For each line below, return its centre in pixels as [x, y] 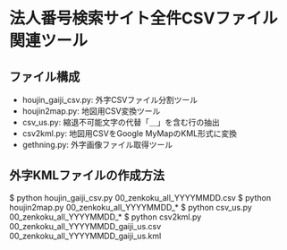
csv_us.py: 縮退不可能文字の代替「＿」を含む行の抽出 [121, 122]
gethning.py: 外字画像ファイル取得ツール [97, 145]
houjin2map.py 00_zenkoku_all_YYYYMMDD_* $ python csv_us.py [131, 207]
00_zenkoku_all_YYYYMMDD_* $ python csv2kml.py [106, 217]
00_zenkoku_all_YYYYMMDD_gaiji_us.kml [85, 236]
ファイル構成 [45, 77]
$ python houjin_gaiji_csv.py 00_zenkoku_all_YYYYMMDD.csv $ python [140, 197]
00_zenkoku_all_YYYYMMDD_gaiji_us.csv [85, 226]
